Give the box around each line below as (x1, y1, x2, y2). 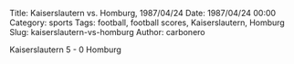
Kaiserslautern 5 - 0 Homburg (9, 44, 121, 55)
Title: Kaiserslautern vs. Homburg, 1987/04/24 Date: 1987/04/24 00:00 (9, 8, 277, 18)
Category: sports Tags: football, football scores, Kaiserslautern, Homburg (9, 17, 285, 28)
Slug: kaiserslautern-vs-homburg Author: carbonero (9, 27, 205, 37)
